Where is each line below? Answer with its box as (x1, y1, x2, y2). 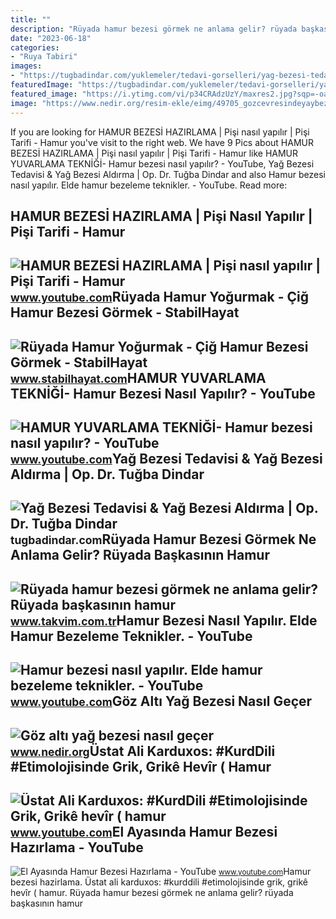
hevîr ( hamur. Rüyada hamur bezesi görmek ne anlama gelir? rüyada (10, 887, 294, 899)
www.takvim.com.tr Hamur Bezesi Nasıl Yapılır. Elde (10, 612, 318, 629)
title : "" (10, 14, 52, 25)
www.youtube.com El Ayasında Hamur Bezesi (10, 824, 278, 841)
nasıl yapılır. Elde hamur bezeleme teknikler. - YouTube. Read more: (10, 179, 288, 191)
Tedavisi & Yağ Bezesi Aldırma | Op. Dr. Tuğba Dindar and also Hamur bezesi (10, 168, 326, 180)
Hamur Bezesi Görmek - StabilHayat (10, 304, 240, 321)
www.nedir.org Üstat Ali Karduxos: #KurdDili (10, 742, 276, 760)
